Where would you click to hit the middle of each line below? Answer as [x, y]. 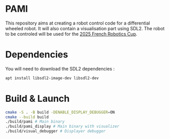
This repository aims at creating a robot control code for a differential [78, 23]
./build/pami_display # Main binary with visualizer [62, 126]
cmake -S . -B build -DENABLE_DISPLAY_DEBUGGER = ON [60, 112]
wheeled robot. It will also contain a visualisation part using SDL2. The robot [85, 28]
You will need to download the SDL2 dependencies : [60, 68]
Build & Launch [37, 98]
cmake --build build [27, 117]
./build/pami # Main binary [35, 122]
